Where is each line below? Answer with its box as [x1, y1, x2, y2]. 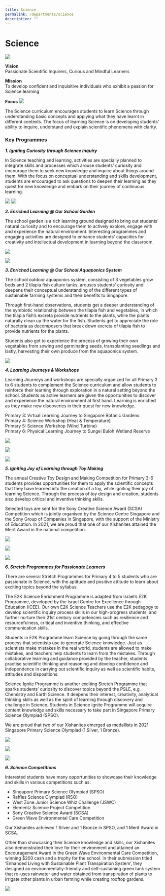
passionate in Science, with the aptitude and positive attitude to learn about [5, 579, 159, 584]
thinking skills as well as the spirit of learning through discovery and [5, 697, 143, 702]
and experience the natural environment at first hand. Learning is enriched [5, 397, 156, 403]
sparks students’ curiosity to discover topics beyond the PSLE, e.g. [5, 686, 141, 692]
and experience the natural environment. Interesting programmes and [5, 228, 146, 234]
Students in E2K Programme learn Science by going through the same [5, 634, 147, 640]
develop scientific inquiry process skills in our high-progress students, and [5, 609, 157, 615]
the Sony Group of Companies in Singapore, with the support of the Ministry [5, 516, 160, 522]
